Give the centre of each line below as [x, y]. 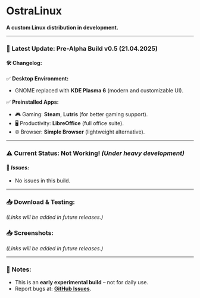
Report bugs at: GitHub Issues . [53, 289]
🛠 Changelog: [24, 63]
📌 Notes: [19, 269]
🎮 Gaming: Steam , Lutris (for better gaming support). [81, 114]
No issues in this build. [43, 181]
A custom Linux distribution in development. [62, 27]
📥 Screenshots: [30, 233]
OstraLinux [34, 11]
